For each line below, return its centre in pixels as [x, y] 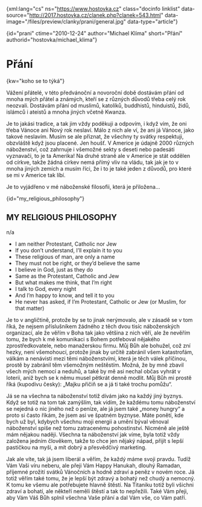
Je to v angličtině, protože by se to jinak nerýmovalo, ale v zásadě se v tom [99, 319]
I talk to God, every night [46, 289]
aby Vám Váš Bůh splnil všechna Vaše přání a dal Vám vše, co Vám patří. [96, 497]
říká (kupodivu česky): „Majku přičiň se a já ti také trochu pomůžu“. [90, 384]
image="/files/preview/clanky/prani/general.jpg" [66, 21]
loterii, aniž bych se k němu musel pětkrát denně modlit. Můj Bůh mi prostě [99, 378]
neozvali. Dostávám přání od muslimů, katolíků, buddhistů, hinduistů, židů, [98, 105]
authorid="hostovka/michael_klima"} [52, 40]
